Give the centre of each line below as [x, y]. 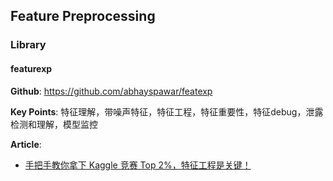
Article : [26, 144]
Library [28, 45]
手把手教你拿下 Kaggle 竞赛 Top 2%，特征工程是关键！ [138, 165]
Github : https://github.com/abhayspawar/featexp [111, 91]
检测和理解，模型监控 [54, 124]
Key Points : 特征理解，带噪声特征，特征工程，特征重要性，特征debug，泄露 [167, 111]
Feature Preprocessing [83, 16]
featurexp [31, 68]
